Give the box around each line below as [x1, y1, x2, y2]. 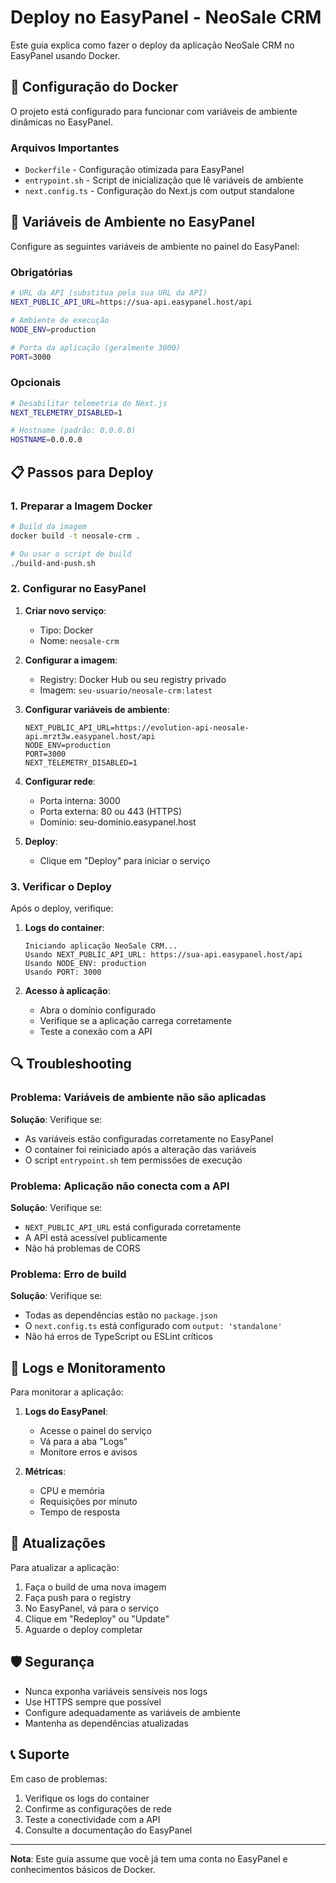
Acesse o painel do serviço [39, 1425, 152, 1437]
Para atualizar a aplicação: [10, 1561, 120, 1573]
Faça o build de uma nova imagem [24, 1581, 167, 1593]
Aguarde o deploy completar [24, 1623, 143, 1635]
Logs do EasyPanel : [24, 1406, 108, 1418]
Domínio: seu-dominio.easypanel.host [39, 816, 197, 828]
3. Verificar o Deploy [10, 879, 112, 893]
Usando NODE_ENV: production [24, 958, 147, 968]
